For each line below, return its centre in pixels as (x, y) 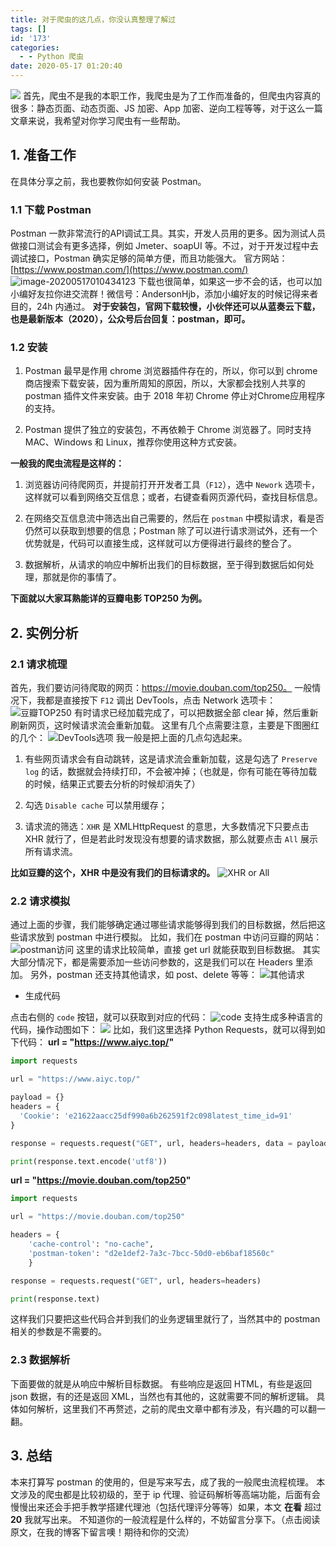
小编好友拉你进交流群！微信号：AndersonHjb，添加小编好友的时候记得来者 (164, 294)
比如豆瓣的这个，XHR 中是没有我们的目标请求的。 (113, 873)
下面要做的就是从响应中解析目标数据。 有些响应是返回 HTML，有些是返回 (161, 1383)
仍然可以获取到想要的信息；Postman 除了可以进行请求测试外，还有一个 (171, 531)
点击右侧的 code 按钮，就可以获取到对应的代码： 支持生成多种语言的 (166, 1017)
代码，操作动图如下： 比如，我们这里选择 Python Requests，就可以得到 (163, 1030)
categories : (35, 47)
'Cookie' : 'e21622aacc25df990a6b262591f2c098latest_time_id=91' (156, 1116)
